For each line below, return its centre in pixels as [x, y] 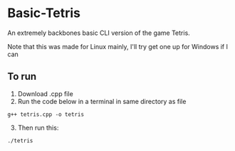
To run [22, 77]
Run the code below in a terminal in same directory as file [102, 101]
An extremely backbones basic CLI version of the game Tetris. [99, 33]
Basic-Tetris [44, 13]
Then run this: [38, 127]
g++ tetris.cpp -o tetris [46, 114]
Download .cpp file [45, 93]
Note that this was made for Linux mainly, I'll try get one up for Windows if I [117, 46]
